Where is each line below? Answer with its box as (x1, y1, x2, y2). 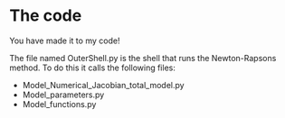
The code (9, 5, 82, 26)
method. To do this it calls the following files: (9, 62, 176, 73)
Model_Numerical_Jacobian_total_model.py (22, 79, 185, 90)
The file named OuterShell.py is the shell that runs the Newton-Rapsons (9, 52, 277, 63)
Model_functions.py (22, 98, 97, 109)
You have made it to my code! (9, 35, 120, 46)
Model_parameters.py (22, 89, 105, 100)
